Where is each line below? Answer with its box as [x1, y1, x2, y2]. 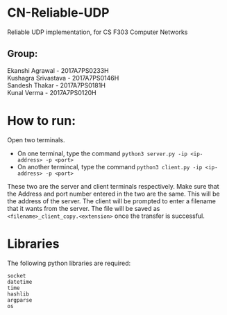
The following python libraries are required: [7, 259, 131, 267]
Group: [7, 48, 38, 60]
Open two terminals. [7, 135, 65, 144]
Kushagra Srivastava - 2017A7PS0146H [7, 74, 119, 82]
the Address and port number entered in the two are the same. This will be [7, 189, 220, 198]
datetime [7, 278, 33, 285]
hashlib [7, 290, 30, 298]
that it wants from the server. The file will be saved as [7, 204, 160, 212]
